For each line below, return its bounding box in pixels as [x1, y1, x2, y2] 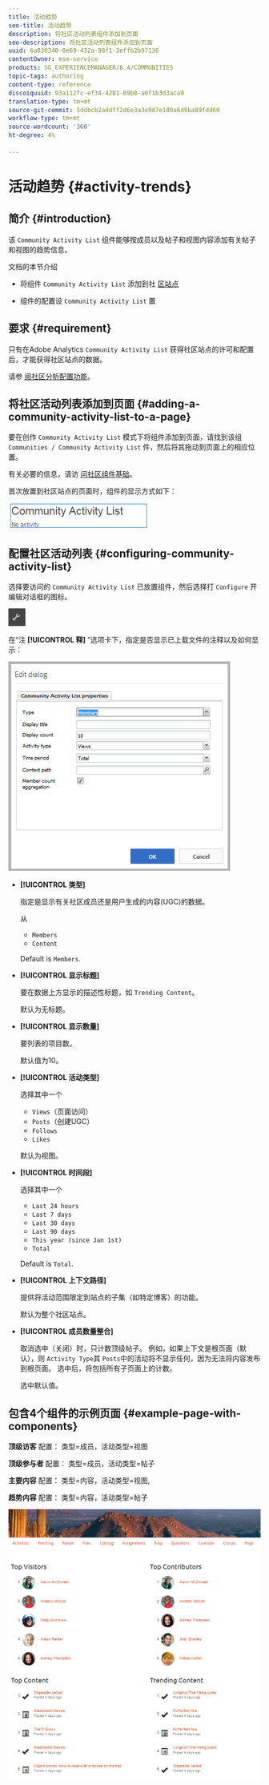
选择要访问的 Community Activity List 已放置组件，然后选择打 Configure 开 [8, 582, 258, 592]
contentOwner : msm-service [8, 55, 98, 63]
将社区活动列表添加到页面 [8, 397, 134, 410]
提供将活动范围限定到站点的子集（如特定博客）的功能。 [19, 1292, 203, 1302]
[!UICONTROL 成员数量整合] [19, 1327, 114, 1336]
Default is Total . [19, 1259, 74, 1269]
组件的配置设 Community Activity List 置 [19, 296, 156, 305]
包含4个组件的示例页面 [8, 1406, 122, 1420]
